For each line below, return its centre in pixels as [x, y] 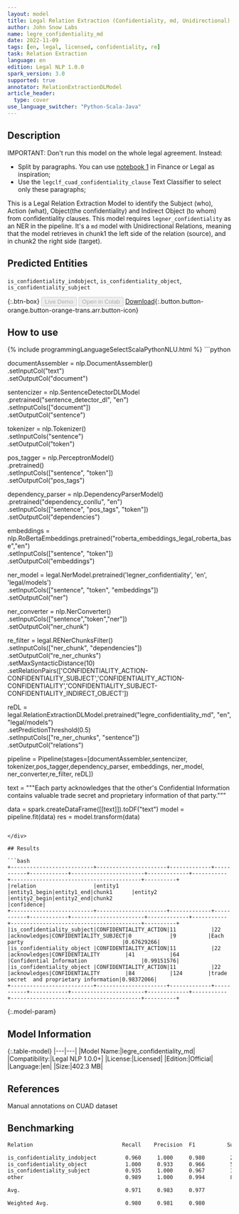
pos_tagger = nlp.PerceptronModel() [61, 458]
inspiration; [34, 174]
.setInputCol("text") [36, 371]
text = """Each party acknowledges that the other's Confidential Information [118, 788]
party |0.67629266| [84, 942]
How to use [33, 332]
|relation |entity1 [63, 886]
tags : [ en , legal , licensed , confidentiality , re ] [84, 47]
